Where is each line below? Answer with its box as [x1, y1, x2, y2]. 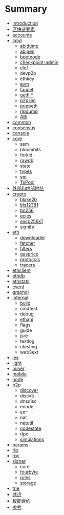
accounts [12, 32, 32, 38]
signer [12, 458, 26, 464]
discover [19, 387, 39, 393]
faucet [19, 86, 34, 92]
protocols [19, 256, 40, 262]
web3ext [19, 349, 39, 355]
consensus [12, 124, 36, 131]
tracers [19, 262, 35, 268]
